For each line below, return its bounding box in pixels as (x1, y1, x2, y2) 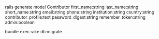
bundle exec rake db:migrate (5, 29, 62, 34)
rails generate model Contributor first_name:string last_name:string (5, 4, 139, 10)
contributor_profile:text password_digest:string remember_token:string (5, 14, 146, 20)
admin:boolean (5, 19, 35, 25)
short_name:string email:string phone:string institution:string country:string (5, 9, 155, 15)
